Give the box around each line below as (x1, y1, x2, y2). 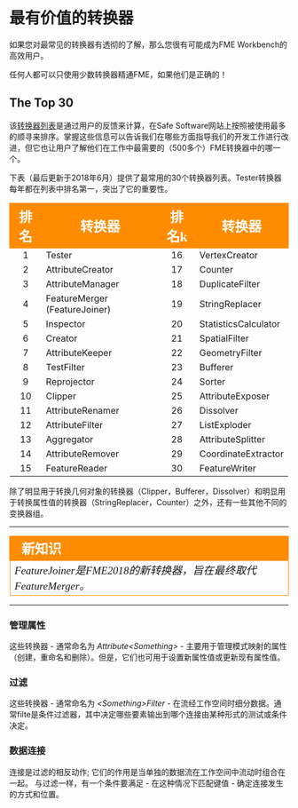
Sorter (199, 375, 226, 387)
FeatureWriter (199, 462, 257, 474)
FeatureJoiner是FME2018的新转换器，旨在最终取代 (14, 564, 257, 577)
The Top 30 (9, 95, 74, 111)
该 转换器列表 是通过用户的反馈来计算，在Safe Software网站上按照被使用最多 (9, 120, 286, 131)
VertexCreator (199, 249, 259, 261)
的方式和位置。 (9, 788, 64, 799)
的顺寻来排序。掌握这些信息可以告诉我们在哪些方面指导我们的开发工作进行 (9, 131, 281, 142)
